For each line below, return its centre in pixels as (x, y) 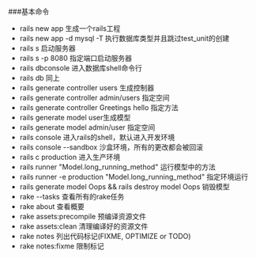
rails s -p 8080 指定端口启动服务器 (76, 58)
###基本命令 (29, 11)
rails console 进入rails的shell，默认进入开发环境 (97, 137)
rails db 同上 (40, 78)
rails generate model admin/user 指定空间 (87, 127)
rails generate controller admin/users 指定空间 (94, 98)
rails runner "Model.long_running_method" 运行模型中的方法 (117, 167)
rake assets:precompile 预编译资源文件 (83, 216)
